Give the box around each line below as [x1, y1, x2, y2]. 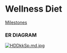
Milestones [5, 19, 27, 25]
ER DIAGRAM [5, 32, 37, 38]
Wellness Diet [5, 3, 63, 15]
